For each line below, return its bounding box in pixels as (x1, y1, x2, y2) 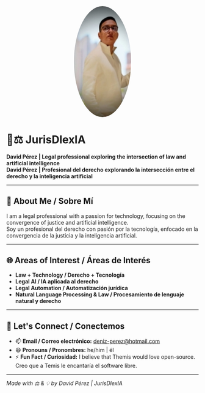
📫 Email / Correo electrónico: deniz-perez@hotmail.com (15, 337, 160, 345)
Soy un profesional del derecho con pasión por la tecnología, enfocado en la (6, 225, 198, 233)
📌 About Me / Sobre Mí (6, 196, 93, 206)
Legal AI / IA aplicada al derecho (15, 278, 99, 285)
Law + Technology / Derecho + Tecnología (15, 271, 125, 279)
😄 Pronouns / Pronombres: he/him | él (15, 346, 114, 354)
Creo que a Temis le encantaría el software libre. (15, 362, 137, 370)
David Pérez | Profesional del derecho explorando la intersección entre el (6, 166, 195, 173)
